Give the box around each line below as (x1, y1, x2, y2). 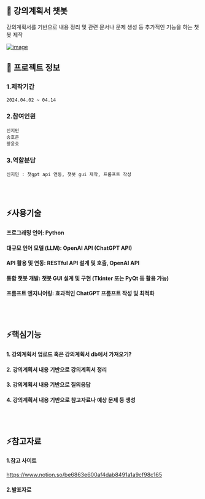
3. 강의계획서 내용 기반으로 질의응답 (6, 381, 91, 389)
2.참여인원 (6, 112, 36, 121)
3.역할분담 (6, 156, 36, 164)
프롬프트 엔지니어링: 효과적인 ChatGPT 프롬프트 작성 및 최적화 (6, 290, 155, 297)
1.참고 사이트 (6, 457, 37, 465)
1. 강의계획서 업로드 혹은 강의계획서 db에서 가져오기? (6, 350, 132, 358)
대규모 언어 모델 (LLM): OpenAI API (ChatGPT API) (6, 244, 133, 252)
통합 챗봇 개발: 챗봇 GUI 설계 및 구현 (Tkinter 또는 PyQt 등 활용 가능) (6, 274, 169, 282)
